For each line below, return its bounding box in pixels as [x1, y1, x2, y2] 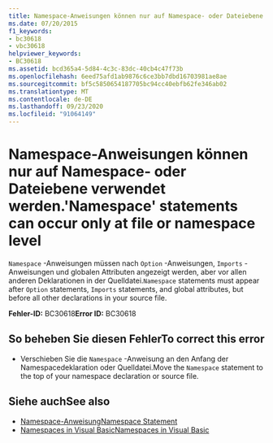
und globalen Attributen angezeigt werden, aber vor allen [55, 267, 247, 276]
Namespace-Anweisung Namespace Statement [19, 416, 178, 426]
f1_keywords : [8, 27, 53, 35]
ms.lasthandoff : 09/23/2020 [8, 102, 104, 111]
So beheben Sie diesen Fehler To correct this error [8, 332, 265, 346]
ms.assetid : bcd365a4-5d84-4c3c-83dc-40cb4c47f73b [8, 65, 184, 73]
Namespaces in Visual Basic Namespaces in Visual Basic [19, 424, 210, 435]
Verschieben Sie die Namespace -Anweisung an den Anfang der [19, 354, 229, 363]
